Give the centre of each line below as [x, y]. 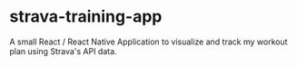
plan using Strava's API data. [63, 51]
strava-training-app [86, 17]
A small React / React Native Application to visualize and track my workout [148, 42]
